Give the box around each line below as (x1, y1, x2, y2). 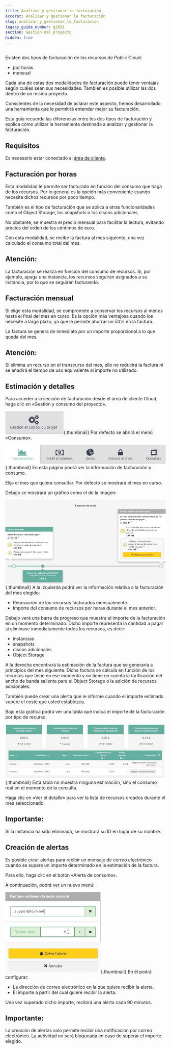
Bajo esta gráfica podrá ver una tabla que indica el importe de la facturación (5, 708, 165, 714)
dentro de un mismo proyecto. (5, 91, 69, 97)
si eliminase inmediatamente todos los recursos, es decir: (5, 625, 126, 632)
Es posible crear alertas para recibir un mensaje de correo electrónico (5, 857, 152, 863)
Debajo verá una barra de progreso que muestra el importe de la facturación (5, 615, 165, 621)
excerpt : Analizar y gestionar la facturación (5, 13, 106, 19)
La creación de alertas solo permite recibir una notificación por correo (5, 1028, 153, 1034)
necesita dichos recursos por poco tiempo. (5, 194, 96, 200)
